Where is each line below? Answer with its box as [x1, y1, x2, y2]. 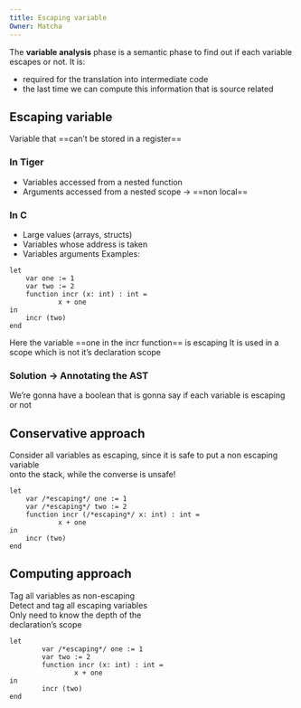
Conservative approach [9, 426, 146, 441]
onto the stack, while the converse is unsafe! [9, 469, 176, 480]
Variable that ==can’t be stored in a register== [9, 133, 183, 145]
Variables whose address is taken [22, 239, 148, 250]
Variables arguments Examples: [22, 248, 140, 259]
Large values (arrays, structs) [22, 229, 133, 240]
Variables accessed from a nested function [22, 176, 183, 187]
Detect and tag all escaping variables [9, 599, 147, 610]
